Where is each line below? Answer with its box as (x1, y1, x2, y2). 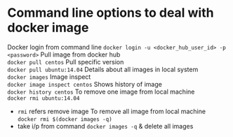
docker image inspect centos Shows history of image (7, 80, 163, 88)
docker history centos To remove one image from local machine (7, 87, 195, 96)
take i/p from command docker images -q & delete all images (17, 122, 194, 130)
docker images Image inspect (7, 72, 91, 81)
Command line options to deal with (7, 5, 214, 21)
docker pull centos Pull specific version (7, 57, 124, 66)
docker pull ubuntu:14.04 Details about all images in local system (7, 65, 199, 73)
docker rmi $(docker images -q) (17, 115, 112, 123)
